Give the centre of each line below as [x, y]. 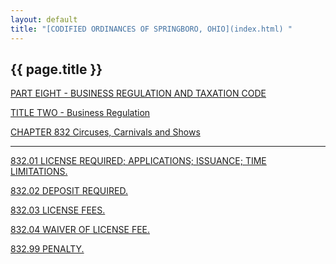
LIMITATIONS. [39, 172]
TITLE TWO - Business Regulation [80, 113]
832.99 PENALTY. [47, 249]
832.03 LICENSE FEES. [58, 210]
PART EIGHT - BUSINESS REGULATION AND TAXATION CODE [138, 93]
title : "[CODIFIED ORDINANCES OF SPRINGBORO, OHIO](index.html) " [151, 29]
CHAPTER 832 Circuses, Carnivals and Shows [105, 132]
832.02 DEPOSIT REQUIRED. [69, 191]
